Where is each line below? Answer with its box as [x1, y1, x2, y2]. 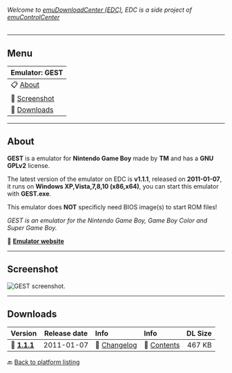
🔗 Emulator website [7, 237, 64, 245]
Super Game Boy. [7, 223, 57, 231]
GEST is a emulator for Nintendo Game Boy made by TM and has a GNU [7, 154, 214, 162]
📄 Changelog [95, 341, 137, 350]
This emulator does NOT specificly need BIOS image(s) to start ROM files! [7, 202, 217, 211]
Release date [43, 329, 88, 338]
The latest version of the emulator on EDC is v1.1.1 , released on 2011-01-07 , [7, 175, 222, 183]
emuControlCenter [7, 12, 60, 21]
